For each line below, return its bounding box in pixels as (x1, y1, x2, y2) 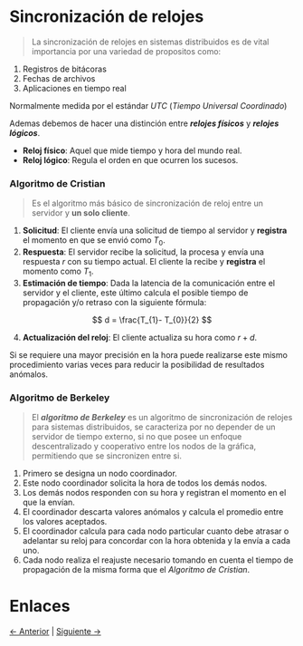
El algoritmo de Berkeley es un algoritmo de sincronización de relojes (31, 412, 293, 423)
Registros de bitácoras (22, 63, 107, 74)
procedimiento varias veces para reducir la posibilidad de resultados (9, 359, 265, 370)
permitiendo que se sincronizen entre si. (31, 450, 183, 461)
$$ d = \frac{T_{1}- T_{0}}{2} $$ (91, 314, 213, 325)
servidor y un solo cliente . (31, 207, 131, 218)
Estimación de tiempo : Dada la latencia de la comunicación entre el (22, 277, 276, 288)
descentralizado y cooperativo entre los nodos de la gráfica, (31, 441, 257, 452)
